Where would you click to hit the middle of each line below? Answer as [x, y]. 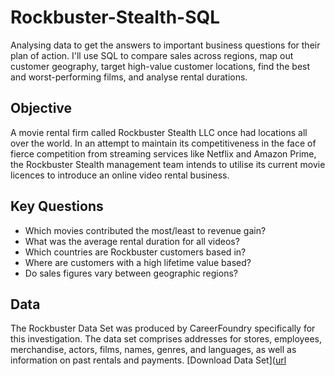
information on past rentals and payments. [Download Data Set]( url [148, 360]
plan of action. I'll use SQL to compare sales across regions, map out [152, 55]
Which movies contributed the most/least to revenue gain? [145, 230]
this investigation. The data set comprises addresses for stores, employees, [166, 339]
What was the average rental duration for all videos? [132, 241]
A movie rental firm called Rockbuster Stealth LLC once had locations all [159, 132]
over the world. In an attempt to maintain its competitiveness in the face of [163, 143]
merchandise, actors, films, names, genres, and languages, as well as [153, 350]
